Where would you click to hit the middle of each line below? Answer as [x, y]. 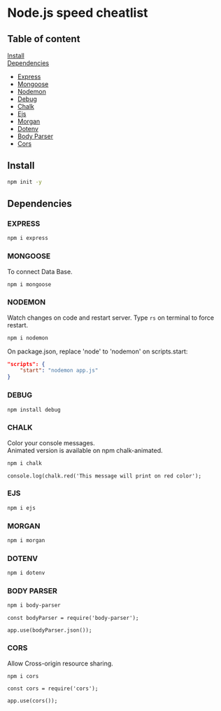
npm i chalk [24, 463]
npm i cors [23, 676]
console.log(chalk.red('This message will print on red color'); [104, 476]
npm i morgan [26, 541]
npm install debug [34, 409]
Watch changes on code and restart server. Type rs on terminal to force [111, 318]
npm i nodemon [28, 338]
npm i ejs [22, 508]
